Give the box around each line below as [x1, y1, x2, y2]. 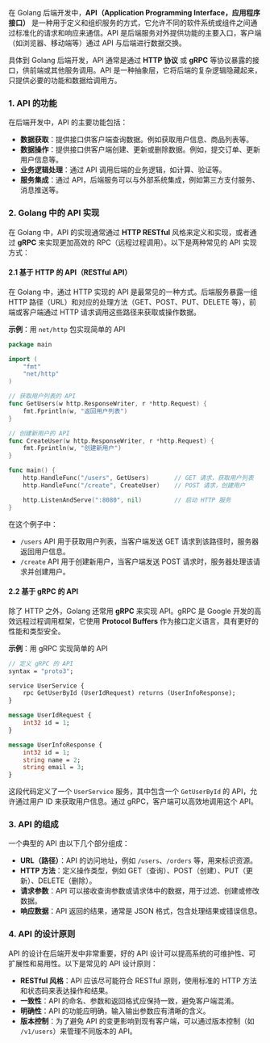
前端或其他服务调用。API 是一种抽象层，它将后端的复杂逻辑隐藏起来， [29, 65, 262, 75]
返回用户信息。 [19, 546, 70, 556]
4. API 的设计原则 [8, 928, 76, 940]
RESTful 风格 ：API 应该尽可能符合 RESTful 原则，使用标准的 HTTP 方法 [19, 975, 258, 985]
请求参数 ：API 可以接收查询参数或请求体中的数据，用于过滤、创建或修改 [19, 886, 260, 896]
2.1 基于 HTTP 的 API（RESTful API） [8, 267, 132, 277]
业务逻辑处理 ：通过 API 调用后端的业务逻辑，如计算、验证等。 [19, 165, 227, 175]
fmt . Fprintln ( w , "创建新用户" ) [23, 444, 123, 452]
